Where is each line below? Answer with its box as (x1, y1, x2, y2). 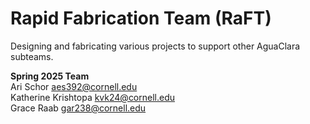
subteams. (10, 50, 54, 62)
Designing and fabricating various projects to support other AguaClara (10, 40, 301, 52)
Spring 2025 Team (10, 70, 90, 82)
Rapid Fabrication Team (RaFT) (10, 7, 272, 30)
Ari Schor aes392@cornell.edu (10, 80, 138, 92)
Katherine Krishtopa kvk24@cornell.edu (10, 91, 176, 103)
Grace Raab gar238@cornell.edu (10, 102, 147, 114)
